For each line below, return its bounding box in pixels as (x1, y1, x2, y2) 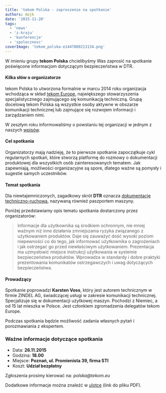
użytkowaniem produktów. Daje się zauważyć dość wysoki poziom (17, 233, 154, 239)
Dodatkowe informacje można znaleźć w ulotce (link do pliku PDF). (5, 382, 142, 388)
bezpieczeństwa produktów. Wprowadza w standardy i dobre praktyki (17, 254, 161, 260)
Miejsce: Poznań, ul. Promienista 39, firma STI (12, 357, 109, 363)
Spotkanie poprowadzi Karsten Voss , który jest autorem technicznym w (5, 287, 152, 293)
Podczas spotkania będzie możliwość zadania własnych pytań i (5, 318, 135, 324)
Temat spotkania (5, 182, 41, 188)
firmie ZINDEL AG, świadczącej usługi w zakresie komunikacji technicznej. (5, 293, 157, 299)
